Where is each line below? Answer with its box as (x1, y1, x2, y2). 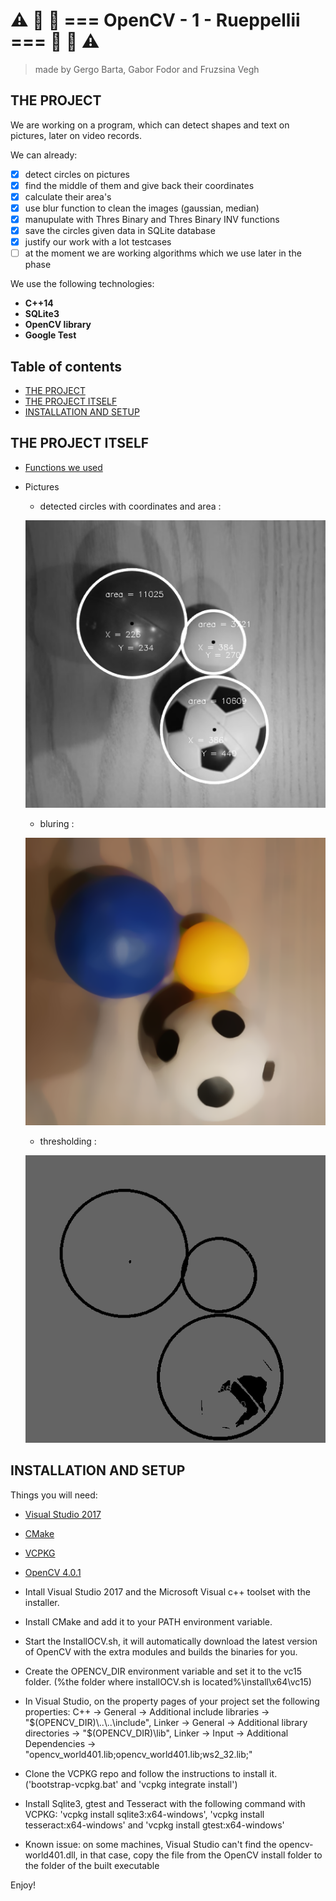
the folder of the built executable (24, 1859, 160, 1871)
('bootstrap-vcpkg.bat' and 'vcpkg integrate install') (24, 1778, 238, 1790)
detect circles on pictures (24, 168, 130, 180)
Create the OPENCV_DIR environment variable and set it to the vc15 (24, 1665, 303, 1677)
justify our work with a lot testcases (24, 236, 172, 248)
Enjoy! (10, 1879, 37, 1891)
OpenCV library (24, 319, 92, 331)
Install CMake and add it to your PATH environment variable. (24, 1615, 273, 1628)
